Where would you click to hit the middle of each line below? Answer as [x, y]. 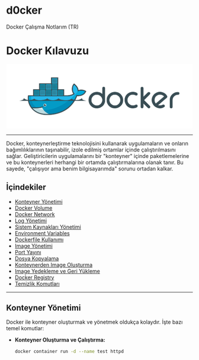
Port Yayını [28, 252]
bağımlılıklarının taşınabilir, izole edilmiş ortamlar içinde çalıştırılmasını [91, 150]
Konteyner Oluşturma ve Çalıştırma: [60, 340]
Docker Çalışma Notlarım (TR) [42, 27]
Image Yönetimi [34, 246]
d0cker [24, 10]
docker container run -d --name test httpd [69, 352]
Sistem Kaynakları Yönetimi [48, 227]
